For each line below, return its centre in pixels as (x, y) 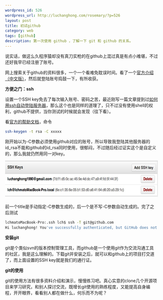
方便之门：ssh (19, 89)
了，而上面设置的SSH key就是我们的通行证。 (50, 260)
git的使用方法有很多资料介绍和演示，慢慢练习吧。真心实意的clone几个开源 (79, 281)
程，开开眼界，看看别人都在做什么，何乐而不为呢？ (56, 293)
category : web (19, 31)
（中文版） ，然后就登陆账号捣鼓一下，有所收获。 (53, 78)
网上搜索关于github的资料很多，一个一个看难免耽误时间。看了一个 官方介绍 (79, 72)
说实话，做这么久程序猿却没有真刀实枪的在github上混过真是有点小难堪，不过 (81, 56)
